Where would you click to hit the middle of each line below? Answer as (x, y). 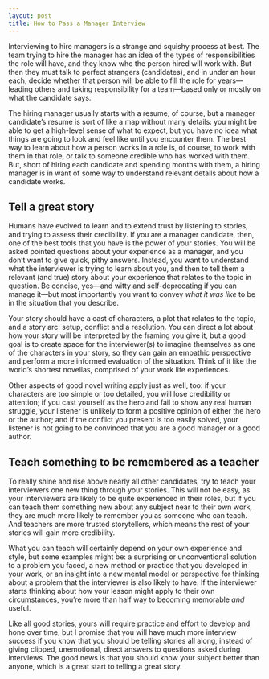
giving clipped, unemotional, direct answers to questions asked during (124, 649)
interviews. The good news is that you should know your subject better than (134, 658)
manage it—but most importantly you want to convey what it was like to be (132, 294)
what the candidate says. (50, 97)
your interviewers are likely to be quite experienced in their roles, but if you (132, 499)
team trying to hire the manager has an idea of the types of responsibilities (132, 55)
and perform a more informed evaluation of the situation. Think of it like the (132, 361)
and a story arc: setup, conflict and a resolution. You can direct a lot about (131, 327)
